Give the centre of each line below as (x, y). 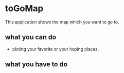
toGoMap (24, 9)
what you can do (31, 37)
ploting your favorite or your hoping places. (55, 49)
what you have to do (36, 64)
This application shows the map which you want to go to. (62, 22)
